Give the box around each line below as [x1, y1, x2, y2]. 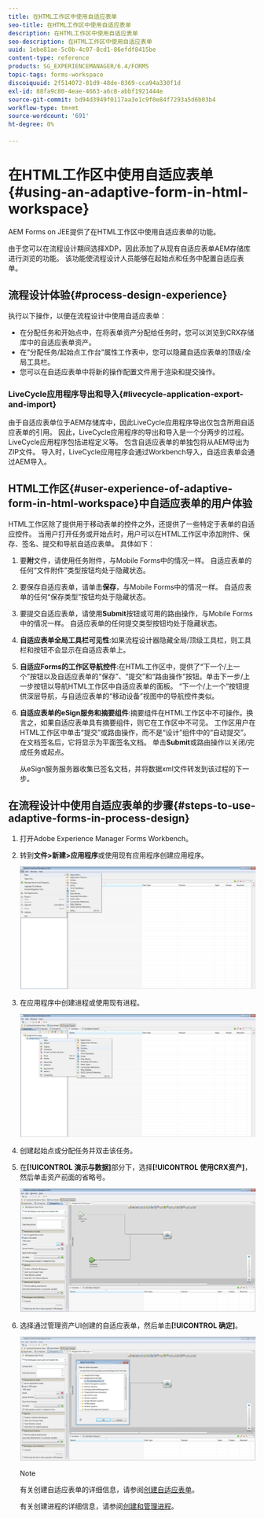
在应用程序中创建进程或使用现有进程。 [19, 998, 144, 1008]
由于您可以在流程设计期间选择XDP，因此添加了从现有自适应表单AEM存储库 [8, 244, 251, 253]
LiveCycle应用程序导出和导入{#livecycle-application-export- [8, 388, 244, 399]
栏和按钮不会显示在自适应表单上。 [19, 645, 130, 654]
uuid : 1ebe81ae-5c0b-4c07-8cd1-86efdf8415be [8, 46, 156, 54]
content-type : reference [8, 54, 90, 62]
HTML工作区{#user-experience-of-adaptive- [8, 482, 233, 495]
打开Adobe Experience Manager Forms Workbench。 [19, 833, 192, 843]
